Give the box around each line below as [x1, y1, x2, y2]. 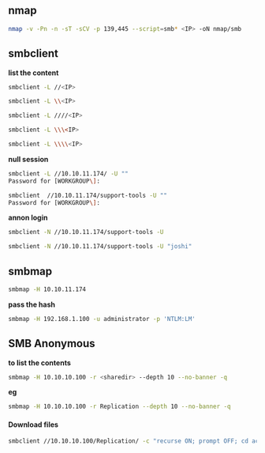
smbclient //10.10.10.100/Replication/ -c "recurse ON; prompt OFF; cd [8, 437, 248, 445]
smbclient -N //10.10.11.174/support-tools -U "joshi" [8, 243, 192, 251]
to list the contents [8, 357, 71, 368]
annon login [8, 213, 48, 222]
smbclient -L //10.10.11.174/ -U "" [8, 169, 129, 178]
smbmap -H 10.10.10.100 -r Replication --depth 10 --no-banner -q [8, 402, 231, 411]
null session [8, 154, 49, 164]
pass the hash [8, 300, 56, 309]
